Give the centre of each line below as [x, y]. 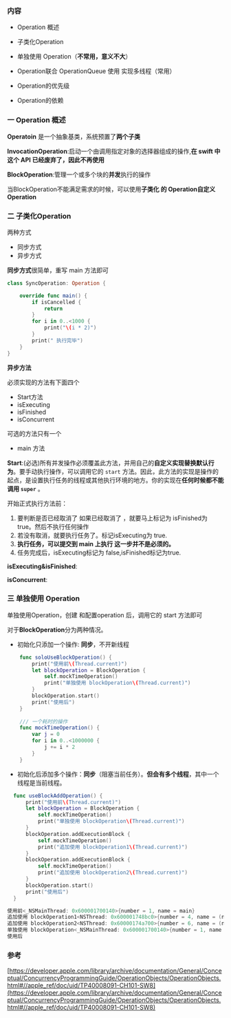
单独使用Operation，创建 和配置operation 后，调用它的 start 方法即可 [105, 615]
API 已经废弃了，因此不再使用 [63, 159]
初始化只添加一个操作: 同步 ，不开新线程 [73, 644]
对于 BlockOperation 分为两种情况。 [57, 630]
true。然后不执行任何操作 [53, 526]
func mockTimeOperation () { [59, 728]
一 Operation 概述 [37, 120]
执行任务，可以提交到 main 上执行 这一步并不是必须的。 [96, 543]
